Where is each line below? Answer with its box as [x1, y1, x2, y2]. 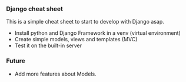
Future [6, 57, 25, 65]
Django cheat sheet [6, 5, 64, 13]
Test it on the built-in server [14, 42, 82, 49]
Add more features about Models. [14, 70, 97, 77]
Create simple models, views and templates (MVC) [14, 36, 138, 43]
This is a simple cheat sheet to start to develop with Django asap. [6, 18, 164, 25]
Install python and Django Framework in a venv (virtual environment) [14, 29, 181, 37]
